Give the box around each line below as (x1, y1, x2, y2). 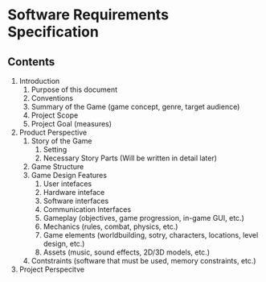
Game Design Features (31, 171, 108, 180)
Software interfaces (43, 196, 109, 205)
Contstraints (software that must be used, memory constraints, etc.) (31, 256, 256, 265)
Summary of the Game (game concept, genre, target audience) (31, 102, 240, 111)
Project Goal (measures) (31, 119, 113, 128)
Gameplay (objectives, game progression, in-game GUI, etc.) (43, 214, 244, 222)
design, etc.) (43, 239, 85, 248)
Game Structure (31, 162, 84, 171)
